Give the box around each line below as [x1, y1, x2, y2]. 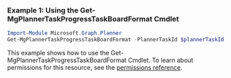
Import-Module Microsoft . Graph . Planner [7, 30, 122, 37]
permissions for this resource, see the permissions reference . [7, 64, 183, 72]
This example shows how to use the [7, 49, 109, 57]
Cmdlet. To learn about [127, 56, 194, 64]
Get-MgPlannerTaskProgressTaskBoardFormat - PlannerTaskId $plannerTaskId [7, 37, 225, 43]
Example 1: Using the [7, 6, 79, 15]
